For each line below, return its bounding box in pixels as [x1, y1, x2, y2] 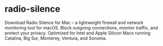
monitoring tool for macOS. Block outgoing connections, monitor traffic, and [4, 24, 158, 30]
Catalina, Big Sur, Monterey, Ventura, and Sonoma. [4, 35, 107, 41]
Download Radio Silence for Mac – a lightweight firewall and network [4, 20, 143, 25]
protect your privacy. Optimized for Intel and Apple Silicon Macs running [4, 30, 151, 36]
